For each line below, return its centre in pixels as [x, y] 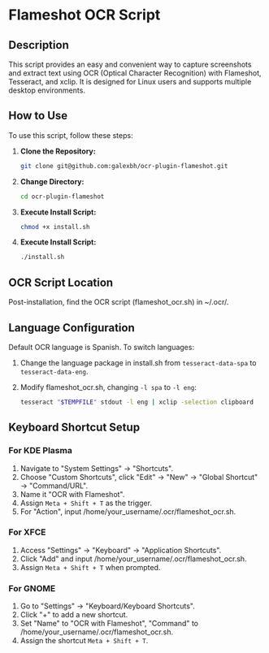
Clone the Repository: [58, 151]
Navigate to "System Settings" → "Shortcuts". [96, 468]
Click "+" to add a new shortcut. [74, 615]
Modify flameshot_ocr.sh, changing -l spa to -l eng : [108, 387]
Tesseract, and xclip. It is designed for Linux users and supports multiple [130, 82]
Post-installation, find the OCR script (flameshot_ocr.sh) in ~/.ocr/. [119, 302]
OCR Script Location [61, 282]
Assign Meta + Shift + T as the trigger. [86, 503]
